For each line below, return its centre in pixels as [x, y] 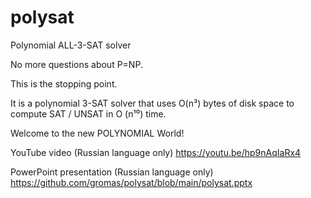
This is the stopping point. [64, 83]
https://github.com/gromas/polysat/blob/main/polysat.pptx [131, 182]
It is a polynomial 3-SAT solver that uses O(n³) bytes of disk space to [152, 103]
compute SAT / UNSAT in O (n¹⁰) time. [88, 113]
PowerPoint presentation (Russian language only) [112, 172]
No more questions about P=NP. [76, 64]
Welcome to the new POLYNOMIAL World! [97, 133]
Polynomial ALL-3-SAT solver [71, 45]
